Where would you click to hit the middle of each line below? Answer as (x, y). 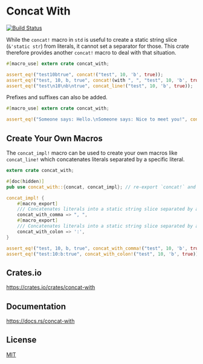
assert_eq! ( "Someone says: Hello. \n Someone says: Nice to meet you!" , (97, 119)
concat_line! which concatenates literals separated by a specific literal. (95, 159)
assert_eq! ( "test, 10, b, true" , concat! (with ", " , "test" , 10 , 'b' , (97, 80)
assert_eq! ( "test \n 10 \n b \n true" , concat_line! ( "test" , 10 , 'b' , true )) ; (100, 86)
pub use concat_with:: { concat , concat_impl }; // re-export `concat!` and (101, 187)
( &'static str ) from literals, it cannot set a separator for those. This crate (98, 46)
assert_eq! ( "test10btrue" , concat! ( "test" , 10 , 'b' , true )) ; (85, 74)
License (21, 340)
